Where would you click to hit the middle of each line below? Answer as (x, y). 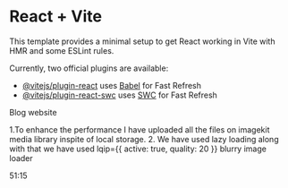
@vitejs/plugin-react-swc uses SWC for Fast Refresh (119, 95)
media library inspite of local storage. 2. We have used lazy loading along (144, 139)
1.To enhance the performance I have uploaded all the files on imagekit (140, 129)
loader (21, 158)
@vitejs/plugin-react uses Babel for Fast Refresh (112, 85)
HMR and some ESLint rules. (62, 50)
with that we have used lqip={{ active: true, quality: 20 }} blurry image (138, 149)
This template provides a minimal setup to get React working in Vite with (142, 41)
